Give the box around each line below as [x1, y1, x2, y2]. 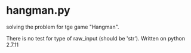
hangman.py [6, 4, 70, 17]
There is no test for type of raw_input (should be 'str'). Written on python [6, 35, 185, 42]
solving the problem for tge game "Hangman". [6, 23, 119, 30]
